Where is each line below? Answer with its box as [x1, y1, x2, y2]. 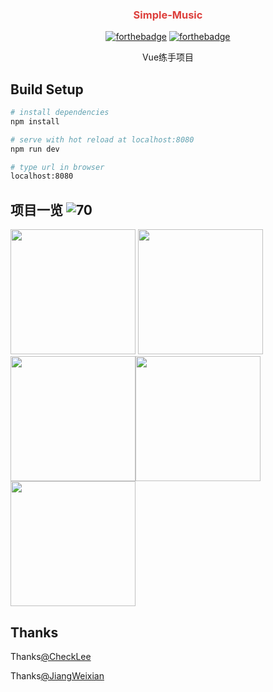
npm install [10, 116, 60, 127]
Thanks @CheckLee [10, 650, 92, 662]
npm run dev [10, 144, 60, 154]
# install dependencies [10, 108, 110, 118]
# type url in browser [10, 162, 105, 172]
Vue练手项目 [141, 51, 195, 63]
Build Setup [10, 81, 84, 98]
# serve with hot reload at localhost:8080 [10, 134, 195, 145]
